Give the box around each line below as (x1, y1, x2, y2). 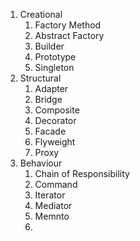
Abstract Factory (34, 30, 105, 41)
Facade (34, 125, 67, 137)
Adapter (34, 83, 69, 94)
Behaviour (19, 157, 63, 169)
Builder (34, 40, 65, 52)
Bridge (34, 94, 63, 105)
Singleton (34, 62, 75, 73)
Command (34, 179, 78, 190)
